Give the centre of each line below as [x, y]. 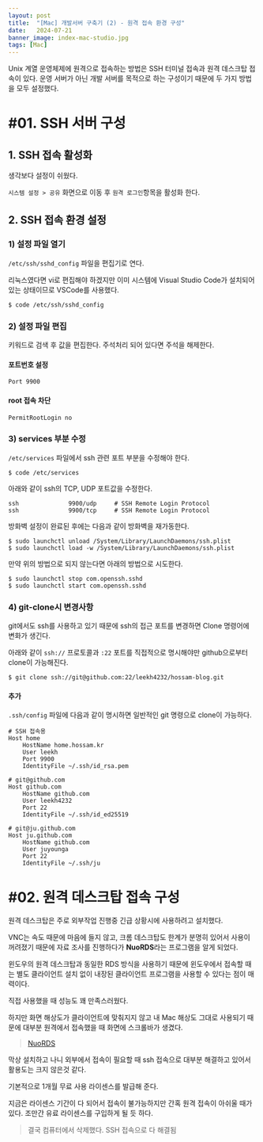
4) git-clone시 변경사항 [51, 607]
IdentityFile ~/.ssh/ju [62, 863]
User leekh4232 [47, 801]
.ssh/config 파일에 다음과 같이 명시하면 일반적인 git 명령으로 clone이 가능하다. [130, 715]
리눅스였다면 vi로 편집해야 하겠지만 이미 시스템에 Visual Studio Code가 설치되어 [131, 280]
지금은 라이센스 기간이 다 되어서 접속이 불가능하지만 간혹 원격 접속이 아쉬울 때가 [130, 1103]
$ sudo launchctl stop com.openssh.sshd [76, 579]
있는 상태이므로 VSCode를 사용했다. [64, 289]
